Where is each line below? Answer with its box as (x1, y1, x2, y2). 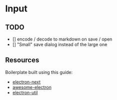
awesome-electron (12, 84, 51, 90)
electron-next (12, 78, 41, 85)
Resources (5, 56, 39, 64)
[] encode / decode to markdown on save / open (12, 36, 112, 42)
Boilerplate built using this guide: (5, 69, 73, 75)
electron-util (12, 89, 38, 95)
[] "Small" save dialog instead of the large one (12, 41, 107, 47)
